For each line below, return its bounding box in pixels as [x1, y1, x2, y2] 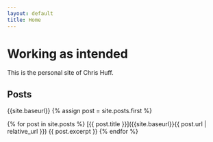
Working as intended [7, 46, 128, 62]
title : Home [7, 16, 41, 23]
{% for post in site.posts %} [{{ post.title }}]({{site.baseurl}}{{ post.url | [7, 120, 207, 128]
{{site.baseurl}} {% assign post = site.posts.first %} [7, 107, 153, 115]
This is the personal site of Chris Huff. [7, 69, 114, 77]
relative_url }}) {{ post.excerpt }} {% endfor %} [7, 128, 139, 136]
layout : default [7, 10, 53, 17]
